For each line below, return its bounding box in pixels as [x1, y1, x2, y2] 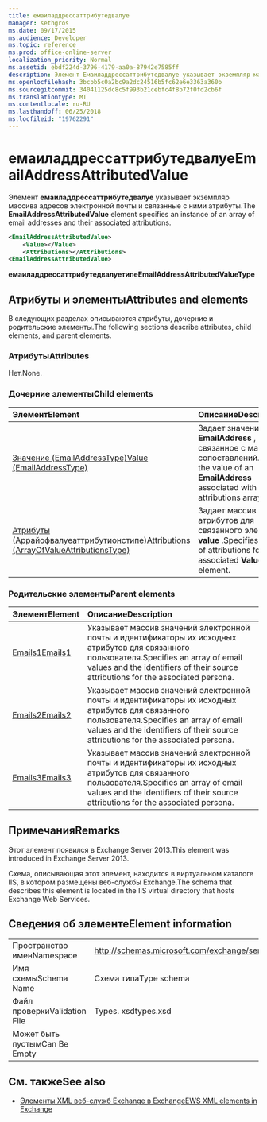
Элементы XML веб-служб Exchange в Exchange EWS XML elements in [19, 1096, 258, 1105]
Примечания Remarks [8, 824, 121, 838]
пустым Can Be [12, 1038, 69, 1049]
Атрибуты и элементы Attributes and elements [8, 292, 249, 306]
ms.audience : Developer [8, 33, 87, 42]
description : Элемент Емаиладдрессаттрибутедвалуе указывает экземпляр [8, 71, 250, 79]
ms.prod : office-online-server [8, 48, 112, 56]
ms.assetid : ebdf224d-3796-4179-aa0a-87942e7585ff [8, 64, 180, 72]
